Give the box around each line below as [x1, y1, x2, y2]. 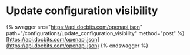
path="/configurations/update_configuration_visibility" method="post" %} [6, 29, 185, 36]
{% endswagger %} [100, 42, 149, 49]
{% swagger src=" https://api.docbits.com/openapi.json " [6, 23, 143, 30]
